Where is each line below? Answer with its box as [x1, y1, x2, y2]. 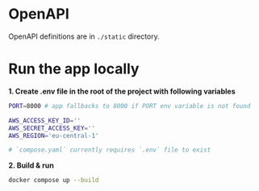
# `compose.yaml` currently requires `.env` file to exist [8, 146, 211, 154]
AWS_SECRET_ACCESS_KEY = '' [8, 124, 95, 132]
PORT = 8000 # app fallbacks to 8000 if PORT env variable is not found [8, 102, 251, 110]
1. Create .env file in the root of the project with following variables [8, 86, 236, 96]
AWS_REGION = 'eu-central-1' [8, 131, 99, 139]
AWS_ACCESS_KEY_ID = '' [8, 116, 81, 125]
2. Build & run [8, 160, 54, 170]
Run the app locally [8, 60, 140, 78]
